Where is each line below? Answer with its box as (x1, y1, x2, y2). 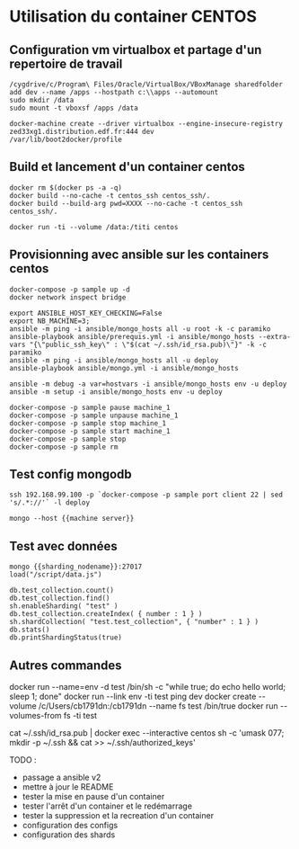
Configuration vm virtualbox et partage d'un (9, 42, 262, 58)
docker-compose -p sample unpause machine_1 (9, 411, 179, 420)
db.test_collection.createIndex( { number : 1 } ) (9, 610, 203, 619)
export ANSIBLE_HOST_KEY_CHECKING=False (9, 308, 163, 317)
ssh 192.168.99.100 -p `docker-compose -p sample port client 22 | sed (9, 490, 283, 500)
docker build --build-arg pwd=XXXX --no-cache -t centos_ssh (9, 199, 243, 208)
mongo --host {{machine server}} (9, 514, 135, 523)
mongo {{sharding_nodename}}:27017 (9, 562, 143, 572)
